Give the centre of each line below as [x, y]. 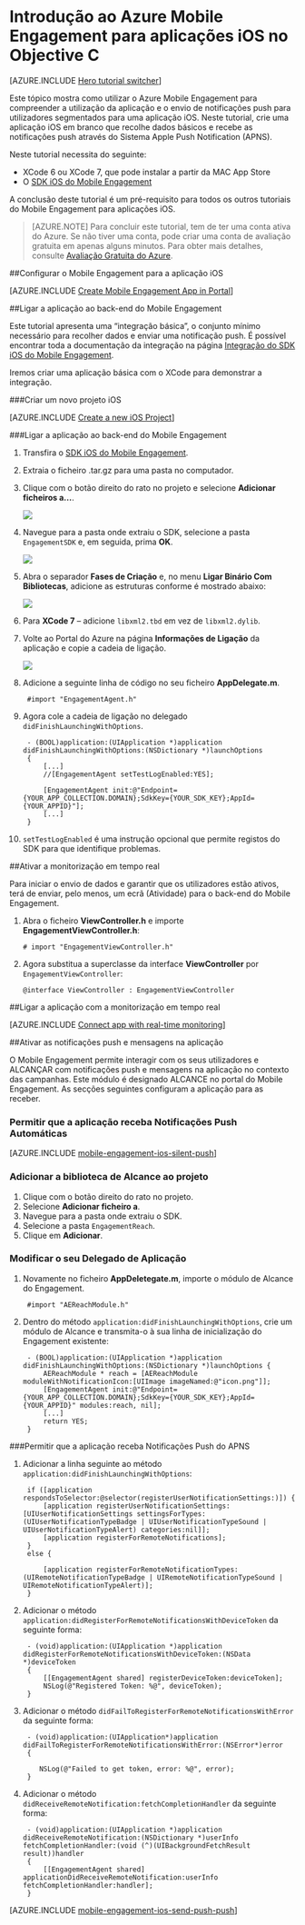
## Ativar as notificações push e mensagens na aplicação [117, 1042]
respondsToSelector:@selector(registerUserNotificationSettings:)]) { [159, 1498]
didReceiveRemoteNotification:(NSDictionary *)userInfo [130, 1838]
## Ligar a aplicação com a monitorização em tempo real [115, 1007]
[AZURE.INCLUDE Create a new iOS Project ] [92, 417]
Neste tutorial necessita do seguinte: [78, 154]
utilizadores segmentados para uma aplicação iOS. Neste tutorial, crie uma [149, 117]
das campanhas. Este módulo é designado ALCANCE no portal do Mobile [146, 1079]
